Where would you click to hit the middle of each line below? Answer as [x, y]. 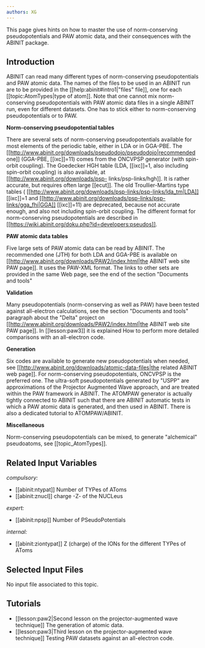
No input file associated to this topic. [53, 585]
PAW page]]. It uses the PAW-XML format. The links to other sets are [93, 268]
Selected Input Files [45, 570]
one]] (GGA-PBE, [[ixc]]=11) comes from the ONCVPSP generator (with [95, 159]
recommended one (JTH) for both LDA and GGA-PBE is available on [92, 255]
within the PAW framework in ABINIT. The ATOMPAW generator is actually [99, 394]
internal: [17, 532]
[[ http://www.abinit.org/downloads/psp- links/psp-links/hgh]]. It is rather [98, 179]
